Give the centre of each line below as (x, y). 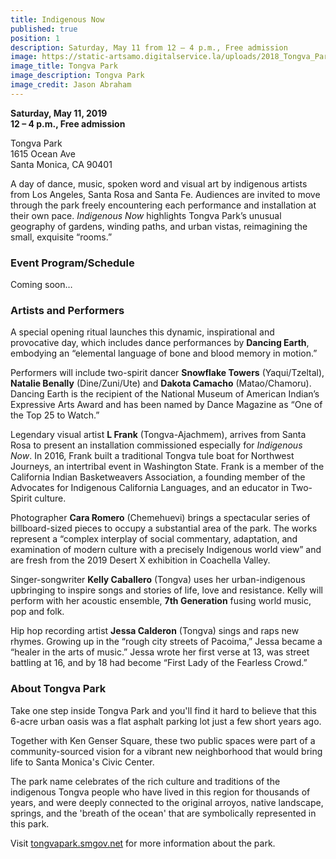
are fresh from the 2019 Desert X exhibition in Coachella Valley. (140, 560)
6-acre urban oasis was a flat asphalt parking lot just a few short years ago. (166, 721)
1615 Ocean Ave (43, 153)
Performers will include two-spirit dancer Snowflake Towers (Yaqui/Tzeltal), (167, 373)
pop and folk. (37, 612)
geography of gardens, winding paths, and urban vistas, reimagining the (159, 226)
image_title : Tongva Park (64, 66)
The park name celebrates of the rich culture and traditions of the (145, 781)
